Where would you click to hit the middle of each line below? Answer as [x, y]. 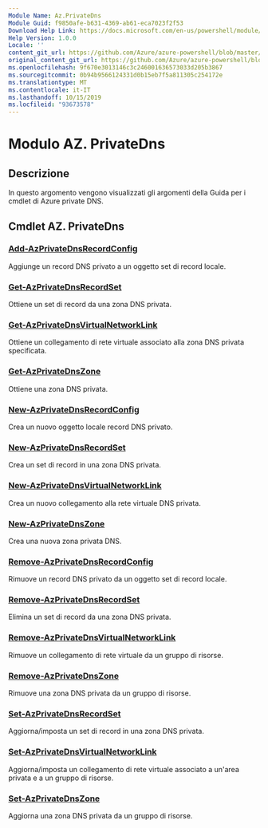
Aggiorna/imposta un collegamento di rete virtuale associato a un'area [124, 769]
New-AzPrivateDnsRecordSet [67, 448]
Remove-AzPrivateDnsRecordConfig [81, 562]
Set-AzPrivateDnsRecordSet [65, 714]
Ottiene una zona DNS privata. [58, 388]
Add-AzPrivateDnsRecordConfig [73, 249]
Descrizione [39, 173]
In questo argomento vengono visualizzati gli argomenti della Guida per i [127, 193]
